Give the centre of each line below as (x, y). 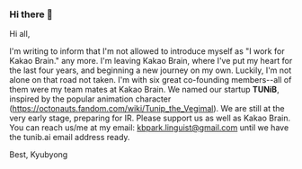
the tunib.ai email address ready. (70, 138)
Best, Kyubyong (39, 155)
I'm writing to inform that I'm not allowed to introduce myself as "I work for (147, 51)
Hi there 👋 (31, 14)
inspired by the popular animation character (90, 99)
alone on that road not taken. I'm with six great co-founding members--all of (151, 80)
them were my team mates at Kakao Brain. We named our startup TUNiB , (145, 90)
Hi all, (20, 34)
